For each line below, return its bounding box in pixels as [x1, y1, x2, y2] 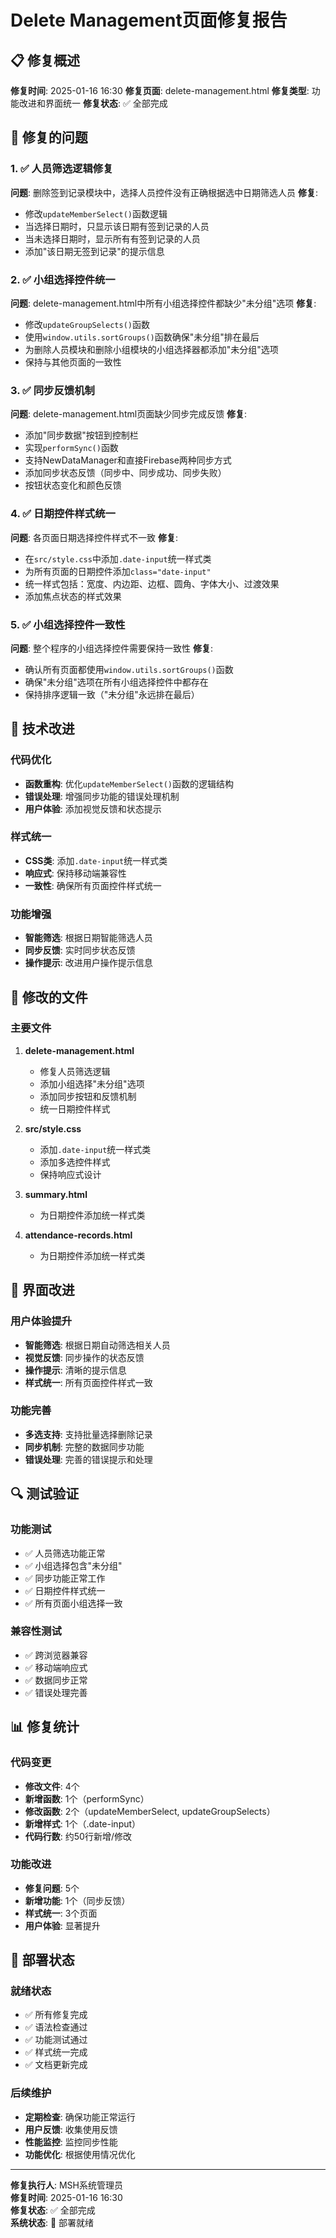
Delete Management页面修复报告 [10, 9, 288, 32]
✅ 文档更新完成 [24, 2059, 88, 2071]
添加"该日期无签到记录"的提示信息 [24, 245, 165, 257]
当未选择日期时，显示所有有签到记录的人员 [24, 232, 201, 245]
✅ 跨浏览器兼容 [24, 1649, 88, 1661]
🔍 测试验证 [10, 1486, 80, 1503]
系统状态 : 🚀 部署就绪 [10, 2216, 95, 2228]
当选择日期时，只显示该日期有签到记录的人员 [24, 220, 210, 232]
